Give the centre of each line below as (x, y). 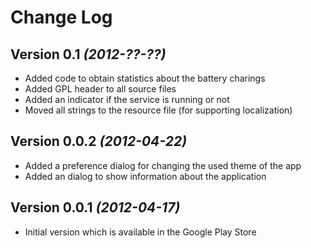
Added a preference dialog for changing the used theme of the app (163, 165)
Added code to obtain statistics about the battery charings (145, 78)
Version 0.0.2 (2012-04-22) (98, 141)
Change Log (61, 17)
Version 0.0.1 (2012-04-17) (95, 207)
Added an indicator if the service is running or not (127, 99)
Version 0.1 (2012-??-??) (88, 54)
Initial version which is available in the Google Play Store (140, 232)
